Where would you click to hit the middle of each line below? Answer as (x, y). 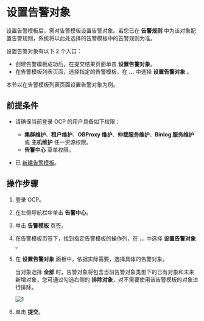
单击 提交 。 (29, 312)
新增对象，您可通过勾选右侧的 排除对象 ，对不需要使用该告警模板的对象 (104, 279)
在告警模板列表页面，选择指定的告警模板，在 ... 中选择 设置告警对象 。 (104, 71)
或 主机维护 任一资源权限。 (58, 142)
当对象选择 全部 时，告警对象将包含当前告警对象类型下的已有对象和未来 (105, 272)
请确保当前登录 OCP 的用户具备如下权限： (68, 121)
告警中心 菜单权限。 (49, 149)
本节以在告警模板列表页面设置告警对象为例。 (62, 84)
